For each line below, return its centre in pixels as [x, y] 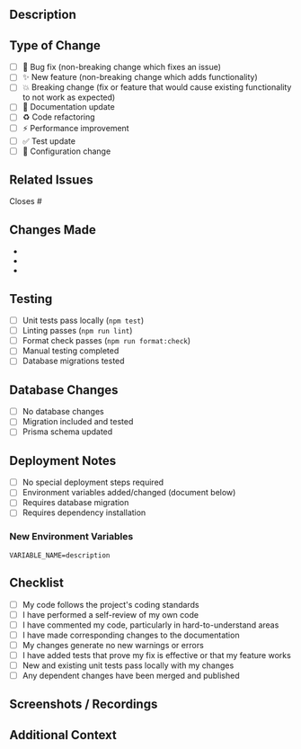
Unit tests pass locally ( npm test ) [83, 321]
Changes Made [53, 230]
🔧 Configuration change [66, 151]
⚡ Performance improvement [75, 128]
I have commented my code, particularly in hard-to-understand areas [150, 625]
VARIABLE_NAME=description [60, 555]
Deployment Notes [63, 461]
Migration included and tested [78, 422]
